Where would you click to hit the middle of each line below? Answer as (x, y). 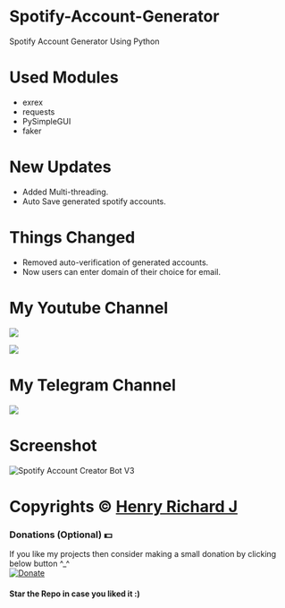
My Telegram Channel (92, 385)
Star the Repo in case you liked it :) (75, 594)
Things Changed (72, 237)
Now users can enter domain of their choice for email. (122, 271)
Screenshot (53, 445)
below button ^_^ (39, 564)
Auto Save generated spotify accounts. (94, 201)
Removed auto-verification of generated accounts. (115, 262)
